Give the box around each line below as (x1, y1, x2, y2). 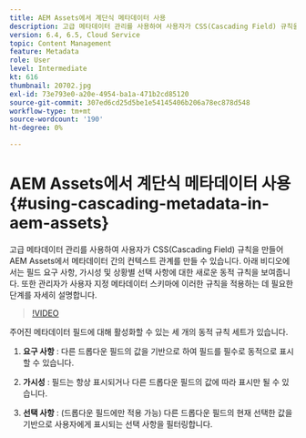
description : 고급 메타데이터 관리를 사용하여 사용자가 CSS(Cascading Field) (9, 22, 277, 31)
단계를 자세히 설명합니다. (9, 289, 97, 300)
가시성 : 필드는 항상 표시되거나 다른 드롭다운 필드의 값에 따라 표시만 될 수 (22, 376, 280, 387)
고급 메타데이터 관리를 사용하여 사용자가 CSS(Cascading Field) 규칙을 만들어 (9, 243, 284, 255)
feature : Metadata (9, 47, 79, 56)
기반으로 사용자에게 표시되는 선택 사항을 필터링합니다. (22, 418, 213, 429)
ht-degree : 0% (9, 124, 64, 133)
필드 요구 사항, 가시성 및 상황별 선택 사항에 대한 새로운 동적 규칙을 (25, 266, 260, 278)
